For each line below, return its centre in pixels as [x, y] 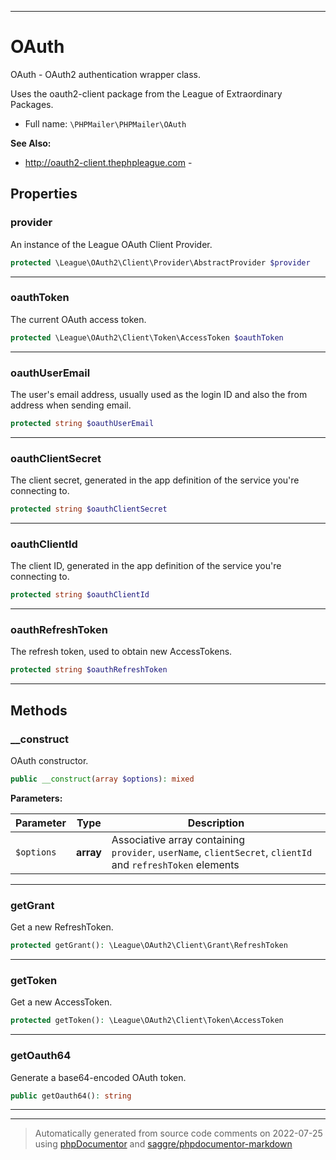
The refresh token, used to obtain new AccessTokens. [121, 652]
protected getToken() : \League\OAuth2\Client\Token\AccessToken [147, 1021]
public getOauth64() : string [71, 1096]
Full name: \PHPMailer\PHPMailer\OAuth [105, 123]
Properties [44, 194]
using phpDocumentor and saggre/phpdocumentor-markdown [163, 1144]
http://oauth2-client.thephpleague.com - [108, 162]
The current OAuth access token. [78, 319]
